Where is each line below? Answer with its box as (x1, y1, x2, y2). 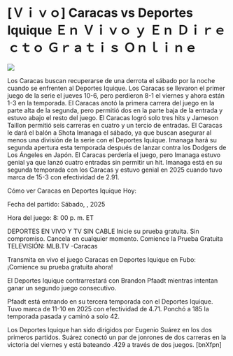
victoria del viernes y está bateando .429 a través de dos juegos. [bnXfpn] (7, 340, 222, 348)
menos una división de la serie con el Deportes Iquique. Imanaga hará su (7, 135, 217, 144)
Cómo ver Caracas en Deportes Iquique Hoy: (7, 186, 137, 195)
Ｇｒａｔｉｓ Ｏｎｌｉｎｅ (46, 40, 197, 56)
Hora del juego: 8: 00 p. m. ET (7, 213, 94, 222)
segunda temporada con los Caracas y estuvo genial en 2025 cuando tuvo (7, 165, 223, 174)
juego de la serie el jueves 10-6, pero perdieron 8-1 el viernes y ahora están (7, 91, 225, 100)
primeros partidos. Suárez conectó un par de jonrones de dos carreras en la (7, 333, 227, 341)
